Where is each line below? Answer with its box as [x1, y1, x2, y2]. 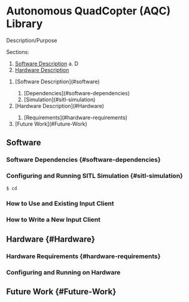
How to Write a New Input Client [6, 216, 100, 224]
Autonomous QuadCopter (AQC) [6, 4, 171, 18]
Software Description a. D [14, 60, 79, 67]
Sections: [6, 48, 30, 55]
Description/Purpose [6, 37, 57, 44]
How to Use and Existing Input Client [6, 200, 115, 208]
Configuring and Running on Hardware [6, 268, 121, 276]
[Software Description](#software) [14, 78, 100, 85]
